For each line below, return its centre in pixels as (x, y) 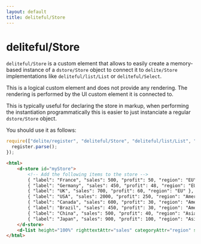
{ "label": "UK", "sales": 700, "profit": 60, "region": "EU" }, (111, 191)
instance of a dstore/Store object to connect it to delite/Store (100, 70)
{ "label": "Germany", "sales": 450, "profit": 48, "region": (107, 186)
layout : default (26, 12)
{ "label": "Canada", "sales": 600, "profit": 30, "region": (106, 202)
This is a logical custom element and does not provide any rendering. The (97, 88)
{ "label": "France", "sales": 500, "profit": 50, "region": (106, 180)
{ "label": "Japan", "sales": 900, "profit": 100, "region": (106, 219)
